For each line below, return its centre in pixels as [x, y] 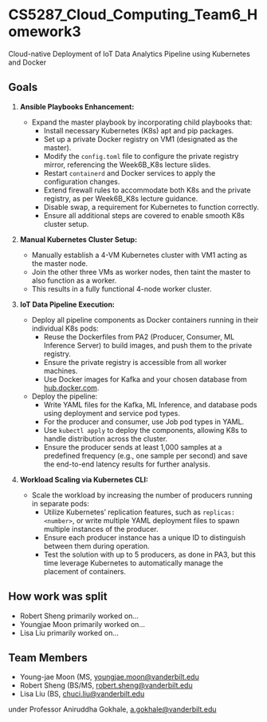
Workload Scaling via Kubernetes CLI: [84, 479]
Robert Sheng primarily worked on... [79, 616]
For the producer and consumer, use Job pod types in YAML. [144, 422]
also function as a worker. [74, 280]
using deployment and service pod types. [112, 413]
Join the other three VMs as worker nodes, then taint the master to [141, 272]
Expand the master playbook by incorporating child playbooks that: [142, 122]
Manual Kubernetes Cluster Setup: [79, 239]
